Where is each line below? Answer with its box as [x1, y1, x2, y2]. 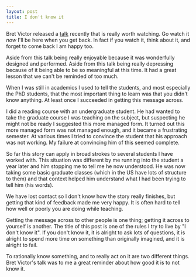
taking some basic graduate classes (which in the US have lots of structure [6, 169, 187, 176]
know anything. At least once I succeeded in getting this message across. [6, 96, 184, 103]
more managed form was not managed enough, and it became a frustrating [6, 126, 188, 134]
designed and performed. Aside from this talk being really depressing [6, 60, 174, 67]
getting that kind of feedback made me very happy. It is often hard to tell [6, 199, 180, 206]
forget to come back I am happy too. [6, 42, 94, 50]
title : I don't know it [6, 14, 64, 20]
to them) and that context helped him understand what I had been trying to [6, 175, 186, 182]
